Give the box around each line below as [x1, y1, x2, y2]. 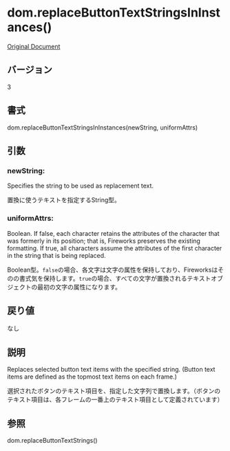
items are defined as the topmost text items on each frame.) [7, 372, 178, 381]
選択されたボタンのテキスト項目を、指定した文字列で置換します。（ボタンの [7, 387, 221, 395]
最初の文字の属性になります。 [36, 283, 122, 291]
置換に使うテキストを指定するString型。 [7, 196, 121, 204]
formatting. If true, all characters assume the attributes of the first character [7, 243, 222, 252]
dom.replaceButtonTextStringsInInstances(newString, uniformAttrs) [7, 123, 198, 132]
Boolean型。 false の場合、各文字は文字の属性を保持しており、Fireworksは [7, 265, 218, 274]
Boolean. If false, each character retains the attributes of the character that [7, 229, 220, 237]
